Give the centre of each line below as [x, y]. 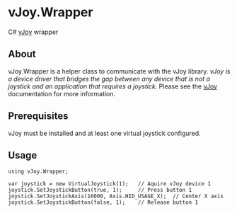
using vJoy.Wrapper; [39, 172]
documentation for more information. [62, 93]
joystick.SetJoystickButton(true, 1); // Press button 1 [100, 190]
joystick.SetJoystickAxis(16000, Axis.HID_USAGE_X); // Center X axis [116, 196]
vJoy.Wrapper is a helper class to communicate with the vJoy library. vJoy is [119, 71]
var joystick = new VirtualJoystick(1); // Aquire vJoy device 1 [110, 184]
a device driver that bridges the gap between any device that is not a [109, 79]
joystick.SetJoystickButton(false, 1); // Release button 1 [103, 202]
